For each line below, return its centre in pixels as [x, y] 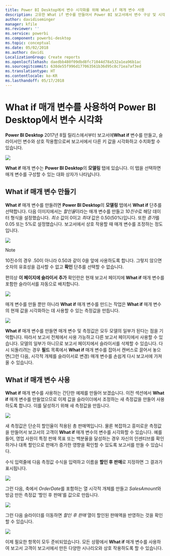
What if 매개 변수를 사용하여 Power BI [80, 107]
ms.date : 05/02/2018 [27, 48]
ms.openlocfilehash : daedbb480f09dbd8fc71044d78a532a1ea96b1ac [73, 62]
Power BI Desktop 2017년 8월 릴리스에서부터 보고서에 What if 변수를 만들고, [81, 135]
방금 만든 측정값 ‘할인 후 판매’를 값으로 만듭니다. [52, 495]
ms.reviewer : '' [22, 29]
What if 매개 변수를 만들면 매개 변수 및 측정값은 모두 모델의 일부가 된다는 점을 [82, 330]
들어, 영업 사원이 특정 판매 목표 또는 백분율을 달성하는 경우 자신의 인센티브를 [80, 438]
